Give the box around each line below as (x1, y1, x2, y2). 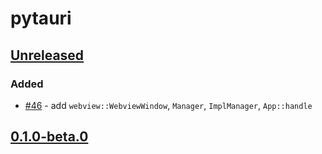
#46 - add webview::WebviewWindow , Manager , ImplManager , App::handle (24, 99, 313, 111)
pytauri (10, 7, 72, 30)
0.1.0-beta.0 (10, 128, 89, 146)
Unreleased (10, 47, 85, 64)
